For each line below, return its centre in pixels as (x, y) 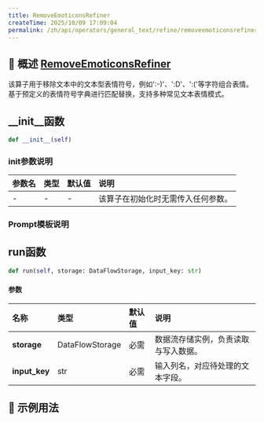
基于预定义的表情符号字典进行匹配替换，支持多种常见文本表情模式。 (118, 94)
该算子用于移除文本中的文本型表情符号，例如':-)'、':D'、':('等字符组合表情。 (131, 84)
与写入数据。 (178, 350)
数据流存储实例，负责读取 (202, 339)
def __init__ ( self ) (40, 140)
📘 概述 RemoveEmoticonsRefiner (90, 64)
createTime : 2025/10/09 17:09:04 (63, 23)
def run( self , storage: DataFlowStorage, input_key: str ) (105, 271)
